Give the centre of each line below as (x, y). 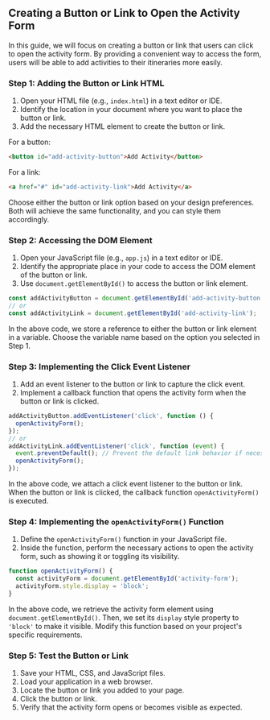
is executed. (29, 501)
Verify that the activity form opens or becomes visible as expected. (131, 707)
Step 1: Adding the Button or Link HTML (86, 83)
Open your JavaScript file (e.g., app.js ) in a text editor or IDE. (121, 258)
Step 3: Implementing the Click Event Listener (100, 366)
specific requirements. (45, 635)
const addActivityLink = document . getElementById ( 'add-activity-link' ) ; (133, 313)
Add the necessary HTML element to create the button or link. (123, 126)
